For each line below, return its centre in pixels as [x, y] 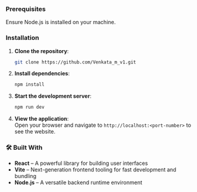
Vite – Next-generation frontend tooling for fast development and [95, 169]
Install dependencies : [42, 74]
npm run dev [29, 107]
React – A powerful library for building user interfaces [81, 163]
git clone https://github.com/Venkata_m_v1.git [75, 62]
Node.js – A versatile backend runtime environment [78, 182]
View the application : [42, 119]
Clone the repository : [42, 51]
